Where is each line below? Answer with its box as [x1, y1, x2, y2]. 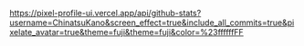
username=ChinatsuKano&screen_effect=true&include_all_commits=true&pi [9, 17, 295, 28]
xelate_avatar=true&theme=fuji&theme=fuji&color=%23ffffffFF [9, 27, 244, 37]
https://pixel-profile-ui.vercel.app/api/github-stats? [9, 8, 202, 18]
